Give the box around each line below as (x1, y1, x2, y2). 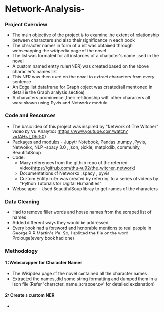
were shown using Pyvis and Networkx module (12, 100, 108, 106)
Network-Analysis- (5, 3, 85, 15)
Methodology (5, 248, 38, 254)
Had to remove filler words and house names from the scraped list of (12, 209, 152, 215)
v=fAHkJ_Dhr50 (12, 133, 45, 139)
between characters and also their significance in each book (12, 37, 135, 43)
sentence (12, 79, 31, 85)
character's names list (12, 69, 57, 75)
